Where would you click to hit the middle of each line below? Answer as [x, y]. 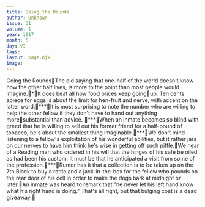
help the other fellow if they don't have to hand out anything [82, 113]
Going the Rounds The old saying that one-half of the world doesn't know [100, 81]
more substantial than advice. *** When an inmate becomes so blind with [102, 119]
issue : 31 [19, 23]
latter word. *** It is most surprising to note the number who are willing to [101, 106]
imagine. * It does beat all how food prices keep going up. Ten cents [95, 93]
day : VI [16, 46]
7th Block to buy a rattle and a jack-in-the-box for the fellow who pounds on [102, 171]
